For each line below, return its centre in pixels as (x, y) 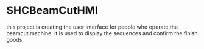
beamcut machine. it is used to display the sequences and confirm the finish (102, 33)
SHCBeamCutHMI (52, 10)
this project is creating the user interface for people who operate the (92, 27)
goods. (15, 39)
